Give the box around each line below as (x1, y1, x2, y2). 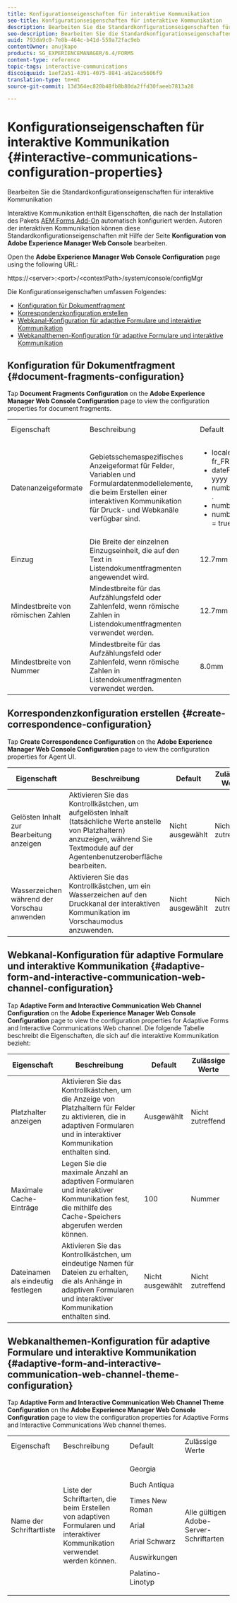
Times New (129, 1496, 167, 1506)
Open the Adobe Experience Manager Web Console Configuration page (7, 252, 221, 262)
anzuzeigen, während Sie (68, 834, 153, 844)
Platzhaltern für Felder (61, 1102, 135, 1112)
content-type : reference (7, 57, 80, 64)
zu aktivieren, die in (61, 1112, 126, 1121)
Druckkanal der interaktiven (68, 899, 161, 909)
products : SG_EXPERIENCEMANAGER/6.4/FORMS (7, 50, 134, 57)
